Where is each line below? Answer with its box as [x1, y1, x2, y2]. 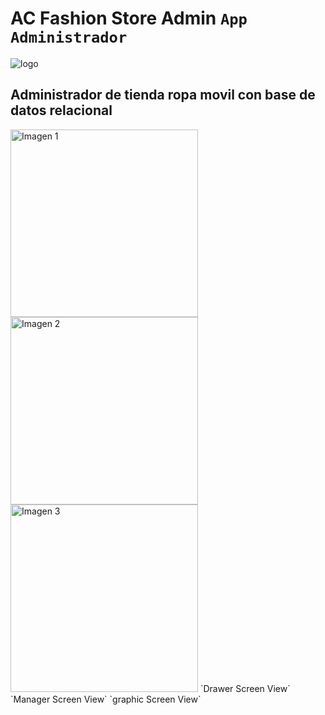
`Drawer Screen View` [199, 682, 291, 694]
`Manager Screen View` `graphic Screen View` [10, 693, 202, 705]
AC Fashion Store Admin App [10, 7, 248, 30]
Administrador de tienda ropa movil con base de [10, 87, 316, 104]
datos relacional [10, 102, 113, 119]
